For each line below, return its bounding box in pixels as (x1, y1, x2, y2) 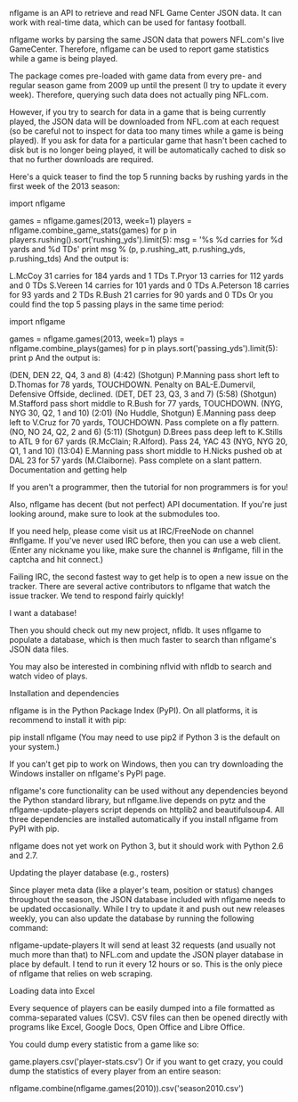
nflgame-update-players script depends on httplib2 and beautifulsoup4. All (9, 804, 285, 815)
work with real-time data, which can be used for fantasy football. (9, 17, 246, 28)
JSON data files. (9, 644, 69, 654)
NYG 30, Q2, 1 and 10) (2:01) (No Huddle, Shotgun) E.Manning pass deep (9, 407, 277, 418)
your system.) (9, 742, 60, 752)
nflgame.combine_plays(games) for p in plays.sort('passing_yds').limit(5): (9, 343, 278, 353)
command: (9, 923, 49, 933)
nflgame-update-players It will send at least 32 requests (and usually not (9, 940, 276, 950)
